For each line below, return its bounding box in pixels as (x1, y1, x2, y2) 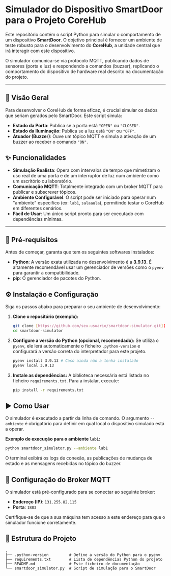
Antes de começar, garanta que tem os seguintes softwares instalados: (5, 249, 154, 255)
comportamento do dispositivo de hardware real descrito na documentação (5, 68, 164, 75)
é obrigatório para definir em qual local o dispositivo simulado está (24, 421, 164, 427)
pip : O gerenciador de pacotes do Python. (12, 275, 101, 282)
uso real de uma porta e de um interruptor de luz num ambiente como (12, 172, 159, 178)
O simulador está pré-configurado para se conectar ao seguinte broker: (5, 489, 156, 495)
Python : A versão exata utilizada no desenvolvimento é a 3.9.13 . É (12, 259, 152, 265)
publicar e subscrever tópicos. (12, 189, 77, 195)
